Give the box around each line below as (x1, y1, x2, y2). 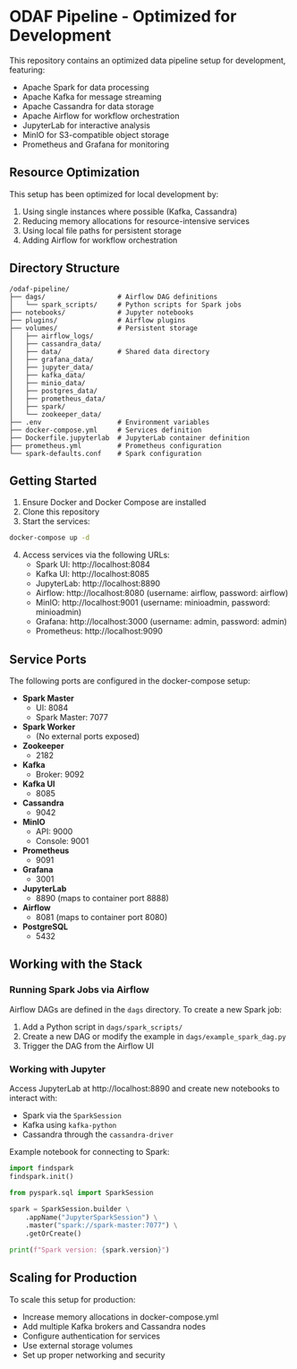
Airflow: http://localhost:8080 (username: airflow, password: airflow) (35, 588, 289, 598)
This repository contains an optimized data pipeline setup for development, (9, 55, 286, 65)
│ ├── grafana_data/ (9, 355, 94, 364)
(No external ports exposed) (35, 731, 140, 742)
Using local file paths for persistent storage (21, 225, 182, 236)
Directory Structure (9, 261, 121, 276)
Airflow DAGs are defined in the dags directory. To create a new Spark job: (9, 1003, 282, 1014)
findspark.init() (9, 1172, 74, 1181)
